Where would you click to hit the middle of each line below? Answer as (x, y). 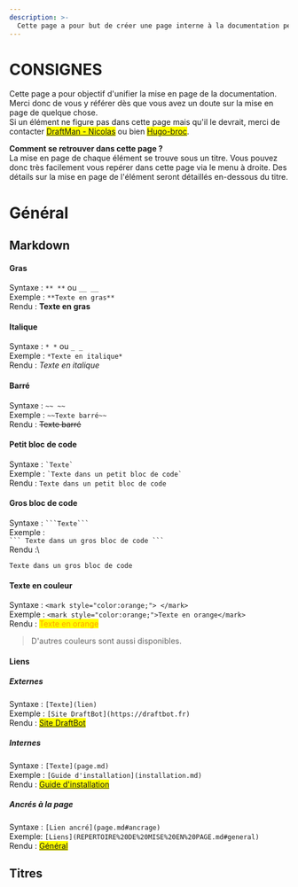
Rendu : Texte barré (45, 424)
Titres (26, 874)
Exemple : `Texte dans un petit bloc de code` (96, 473)
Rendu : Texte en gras (50, 307)
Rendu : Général (39, 845)
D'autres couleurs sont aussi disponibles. (106, 641)
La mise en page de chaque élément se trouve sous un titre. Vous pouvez (143, 158)
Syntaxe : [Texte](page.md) (59, 765)
